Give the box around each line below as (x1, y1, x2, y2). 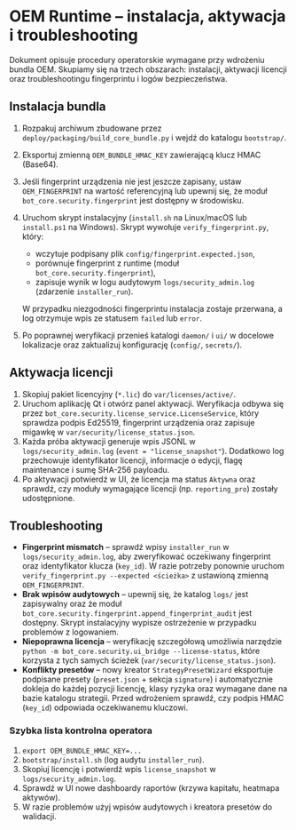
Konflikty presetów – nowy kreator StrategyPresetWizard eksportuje (21, 665, 273, 675)
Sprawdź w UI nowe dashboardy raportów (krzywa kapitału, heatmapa (21, 782, 280, 793)
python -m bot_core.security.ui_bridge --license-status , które (21, 646, 261, 657)
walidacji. (21, 810, 58, 821)
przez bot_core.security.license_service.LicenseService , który (21, 407, 260, 419)
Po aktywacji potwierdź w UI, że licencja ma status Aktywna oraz (21, 474, 256, 484)
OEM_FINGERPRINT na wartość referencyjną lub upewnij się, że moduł (21, 185, 268, 196)
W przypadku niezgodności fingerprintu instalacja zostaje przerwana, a (21, 303, 284, 314)
